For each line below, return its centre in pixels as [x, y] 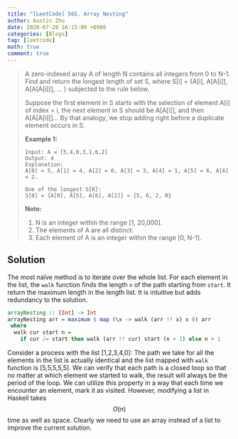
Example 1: [41, 139]
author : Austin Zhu [36, 21]
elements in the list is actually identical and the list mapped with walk [108, 360]
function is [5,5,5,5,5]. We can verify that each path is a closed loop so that [117, 368]
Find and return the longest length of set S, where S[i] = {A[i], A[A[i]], [126, 81]
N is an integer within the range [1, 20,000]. [99, 222]
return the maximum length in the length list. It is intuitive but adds [104, 292]
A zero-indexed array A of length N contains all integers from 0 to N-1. [128, 74]
